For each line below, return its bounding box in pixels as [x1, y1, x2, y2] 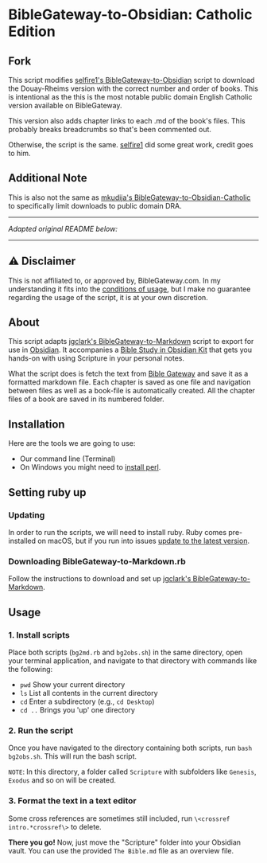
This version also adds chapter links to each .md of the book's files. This [8, 116, 246, 125]
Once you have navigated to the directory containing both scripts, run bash [8, 743, 253, 753]
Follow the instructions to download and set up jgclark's [8, 574, 192, 584]
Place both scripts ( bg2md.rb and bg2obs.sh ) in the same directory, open [8, 647, 243, 657]
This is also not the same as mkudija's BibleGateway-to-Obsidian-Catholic [8, 193, 251, 202]
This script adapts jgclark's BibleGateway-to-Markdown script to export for [8, 337, 254, 346]
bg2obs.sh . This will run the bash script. [8, 752, 137, 761]
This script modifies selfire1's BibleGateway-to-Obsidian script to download [8, 76, 255, 84]
